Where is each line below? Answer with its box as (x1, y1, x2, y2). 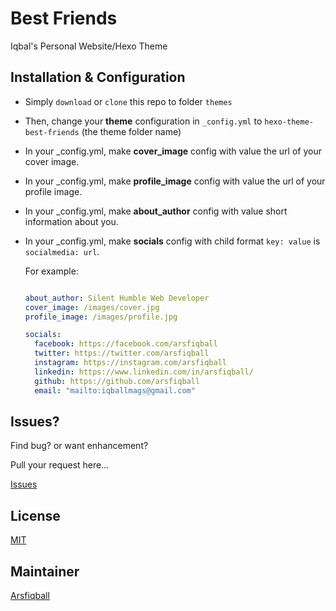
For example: (24, 265, 79, 277)
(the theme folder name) (81, 125, 182, 137)
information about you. (24, 215, 119, 227)
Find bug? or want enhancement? (10, 440, 149, 452)
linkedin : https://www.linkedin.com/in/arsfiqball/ (34, 367, 254, 377)
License (10, 507, 61, 524)
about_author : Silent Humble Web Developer (24, 293, 210, 303)
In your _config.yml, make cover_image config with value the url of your (24, 145, 322, 157)
